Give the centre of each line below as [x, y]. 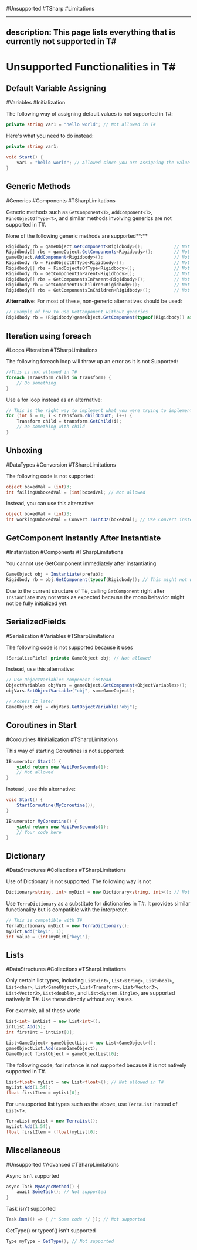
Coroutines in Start [42, 725]
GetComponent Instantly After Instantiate [84, 538]
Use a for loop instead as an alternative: [54, 400]
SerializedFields [36, 622]
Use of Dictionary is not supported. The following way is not [79, 881]
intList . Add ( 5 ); [26, 1027]
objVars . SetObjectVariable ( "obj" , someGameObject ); [70, 691]
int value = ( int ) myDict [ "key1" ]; [48, 937]
